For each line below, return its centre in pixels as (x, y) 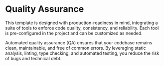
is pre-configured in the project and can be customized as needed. (74, 33)
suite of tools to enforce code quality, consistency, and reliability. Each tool (82, 28)
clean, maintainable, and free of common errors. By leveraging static (76, 48)
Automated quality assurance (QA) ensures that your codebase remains (79, 42)
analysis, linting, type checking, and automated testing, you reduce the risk (82, 53)
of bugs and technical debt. (33, 58)
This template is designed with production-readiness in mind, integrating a (82, 23)
